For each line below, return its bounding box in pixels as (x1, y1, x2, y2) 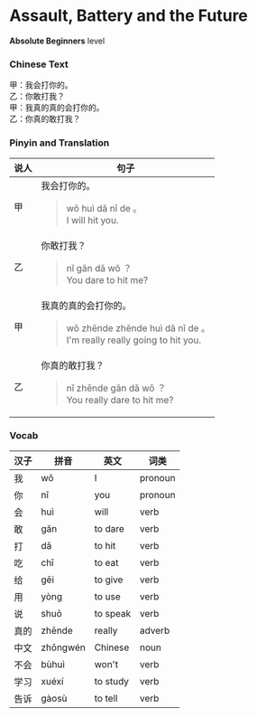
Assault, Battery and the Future (9, 5, 248, 26)
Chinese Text (9, 58, 69, 71)
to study (94, 675, 129, 687)
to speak (94, 607, 132, 619)
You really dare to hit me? (66, 393, 174, 406)
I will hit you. (66, 213, 119, 226)
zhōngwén (41, 641, 86, 654)
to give (94, 573, 124, 586)
